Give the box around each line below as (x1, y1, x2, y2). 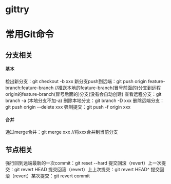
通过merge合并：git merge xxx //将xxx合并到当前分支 (5, 129, 118, 135)
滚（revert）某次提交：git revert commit (5, 173, 90, 179)
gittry (5, 4, 30, 15)
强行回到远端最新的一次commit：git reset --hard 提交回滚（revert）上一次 (5, 160, 162, 166)
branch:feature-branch (5, 85, 54, 91)
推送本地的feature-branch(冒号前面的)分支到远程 (58, 85, 161, 91)
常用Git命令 (5, 29, 54, 40)
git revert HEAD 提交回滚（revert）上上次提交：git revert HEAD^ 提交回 (14, 166, 164, 172)
